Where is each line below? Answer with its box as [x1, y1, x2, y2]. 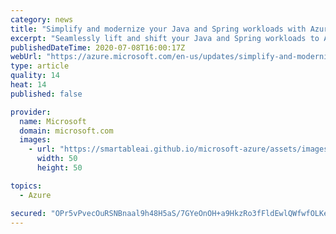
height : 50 [36, 163, 83, 173]
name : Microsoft [19, 116, 87, 126]
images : [19, 135, 52, 145]
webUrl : [10, 52, 43, 62]
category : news [10, 14, 74, 25]
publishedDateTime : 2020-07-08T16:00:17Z [10, 42, 186, 53]
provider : [10, 107, 52, 117]
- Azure [19, 190, 52, 200]
